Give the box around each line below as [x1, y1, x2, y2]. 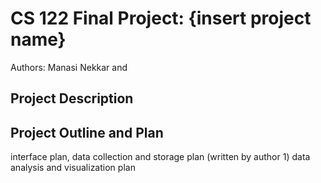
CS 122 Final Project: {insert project [10, 7, 312, 30]
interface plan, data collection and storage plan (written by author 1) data [10, 151, 311, 163]
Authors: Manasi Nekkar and [10, 61, 128, 73]
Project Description [10, 90, 134, 107]
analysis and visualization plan [10, 162, 136, 174]
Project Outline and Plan [10, 124, 164, 141]
